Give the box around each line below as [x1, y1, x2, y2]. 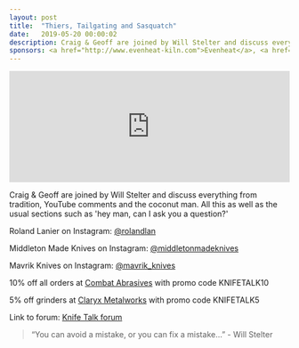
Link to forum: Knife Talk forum [9, 312, 123, 323]
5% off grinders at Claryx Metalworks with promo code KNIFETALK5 [9, 295, 260, 305]
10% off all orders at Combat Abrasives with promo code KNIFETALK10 [9, 278, 270, 288]
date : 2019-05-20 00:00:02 [9, 29, 117, 38]
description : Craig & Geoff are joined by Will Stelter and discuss [9, 37, 269, 47]
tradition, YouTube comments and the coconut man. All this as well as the [9, 199, 279, 210]
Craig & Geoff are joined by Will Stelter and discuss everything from [9, 190, 258, 200]
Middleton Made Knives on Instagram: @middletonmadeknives [9, 243, 238, 254]
